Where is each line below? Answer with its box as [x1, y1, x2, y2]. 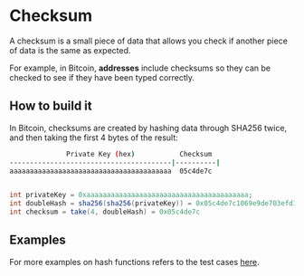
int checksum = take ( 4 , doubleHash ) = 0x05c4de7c [9, 207, 201, 217]
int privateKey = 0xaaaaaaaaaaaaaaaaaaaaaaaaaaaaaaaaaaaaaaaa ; [9, 191, 253, 200]
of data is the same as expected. [9, 44, 131, 55]
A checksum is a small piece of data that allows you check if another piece [9, 35, 288, 46]
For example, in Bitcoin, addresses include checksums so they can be [9, 62, 271, 73]
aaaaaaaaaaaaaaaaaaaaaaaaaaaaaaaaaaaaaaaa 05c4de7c [9, 167, 213, 176]
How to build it [9, 99, 92, 114]
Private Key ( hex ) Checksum [66, 149, 213, 158]
